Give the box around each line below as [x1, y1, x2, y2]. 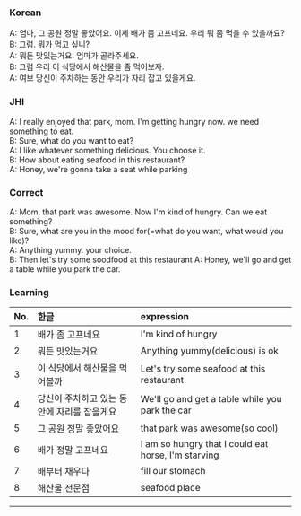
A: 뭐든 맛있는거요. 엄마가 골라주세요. [9, 50, 139, 61]
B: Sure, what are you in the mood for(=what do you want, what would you [9, 225, 284, 236]
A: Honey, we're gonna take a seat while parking [9, 163, 188, 174]
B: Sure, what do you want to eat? [9, 135, 134, 145]
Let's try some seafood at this [140, 363, 266, 375]
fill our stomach [140, 465, 206, 477]
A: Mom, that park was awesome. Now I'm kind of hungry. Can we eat [9, 206, 267, 217]
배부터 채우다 [37, 465, 90, 477]
